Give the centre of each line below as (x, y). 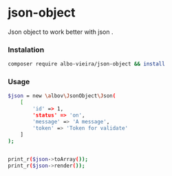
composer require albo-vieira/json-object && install (87, 64)
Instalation (26, 50)
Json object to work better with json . (61, 32)
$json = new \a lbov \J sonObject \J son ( (62, 96)
